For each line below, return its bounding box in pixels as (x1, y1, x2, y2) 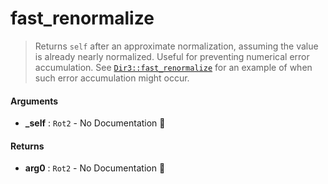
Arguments (10, 95, 59, 107)
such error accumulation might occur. (34, 72, 190, 84)
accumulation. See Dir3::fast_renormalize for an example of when (34, 61, 313, 73)
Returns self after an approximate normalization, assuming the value (34, 40, 319, 52)
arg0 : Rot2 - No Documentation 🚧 (24, 162, 166, 174)
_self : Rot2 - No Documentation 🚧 (24, 117, 166, 129)
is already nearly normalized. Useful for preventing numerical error (34, 50, 310, 62)
